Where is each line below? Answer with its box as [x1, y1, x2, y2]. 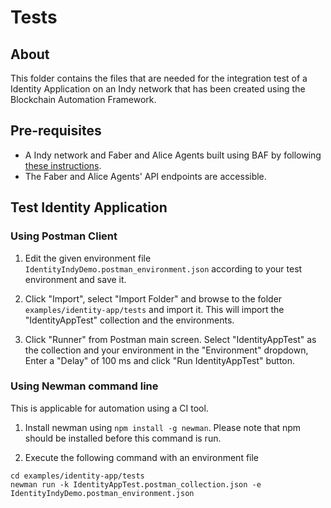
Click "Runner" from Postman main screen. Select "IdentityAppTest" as [24, 333, 317, 345]
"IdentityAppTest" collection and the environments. [24, 314, 235, 326]
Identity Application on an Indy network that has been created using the [10, 83, 306, 95]
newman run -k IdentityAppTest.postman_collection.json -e [10, 479, 262, 490]
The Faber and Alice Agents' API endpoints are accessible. [24, 170, 267, 182]
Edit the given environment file [24, 252, 152, 264]
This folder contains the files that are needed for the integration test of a [10, 72, 308, 84]
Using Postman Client [10, 229, 118, 243]
